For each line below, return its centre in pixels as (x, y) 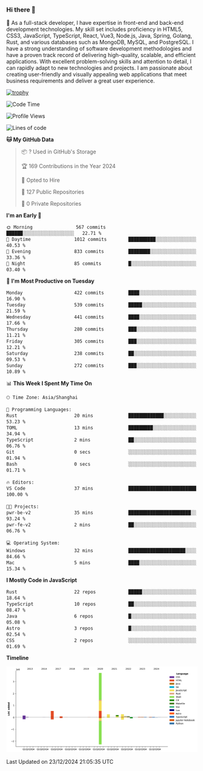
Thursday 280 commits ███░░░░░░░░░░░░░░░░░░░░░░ (101, 329)
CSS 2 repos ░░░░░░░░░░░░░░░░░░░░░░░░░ (101, 641)
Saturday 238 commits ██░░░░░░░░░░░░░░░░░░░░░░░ (101, 354)
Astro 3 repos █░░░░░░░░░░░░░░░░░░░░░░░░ (101, 628)
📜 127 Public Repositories (53, 192)
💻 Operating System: (33, 543)
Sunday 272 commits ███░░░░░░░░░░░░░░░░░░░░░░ (101, 366)
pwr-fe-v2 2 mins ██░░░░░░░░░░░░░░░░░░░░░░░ (101, 525)
